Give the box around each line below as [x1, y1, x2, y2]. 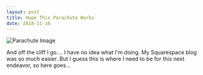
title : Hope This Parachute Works [6, 15, 95, 21]
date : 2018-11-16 [6, 20, 51, 26]
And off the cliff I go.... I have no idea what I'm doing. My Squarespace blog [6, 49, 197, 56]
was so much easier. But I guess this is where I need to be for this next [6, 55, 185, 63]
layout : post [6, 9, 40, 15]
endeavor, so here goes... [6, 62, 71, 69]
